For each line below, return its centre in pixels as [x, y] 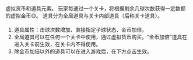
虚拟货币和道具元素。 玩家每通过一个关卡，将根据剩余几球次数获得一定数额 [96, 8]
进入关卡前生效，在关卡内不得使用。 [57, 44]
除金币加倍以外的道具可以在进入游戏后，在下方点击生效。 [83, 51]
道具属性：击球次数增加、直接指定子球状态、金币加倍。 [80, 30]
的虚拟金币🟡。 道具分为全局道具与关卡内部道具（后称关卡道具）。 [84, 16]
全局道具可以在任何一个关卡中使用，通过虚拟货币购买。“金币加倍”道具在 [101, 37]
